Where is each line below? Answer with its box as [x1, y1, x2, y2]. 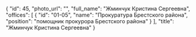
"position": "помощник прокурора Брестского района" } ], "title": [6, 18, 175, 24]
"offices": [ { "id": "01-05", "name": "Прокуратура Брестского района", [6, 11, 188, 18]
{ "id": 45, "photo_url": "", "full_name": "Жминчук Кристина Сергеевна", [6, 5, 190, 12]
